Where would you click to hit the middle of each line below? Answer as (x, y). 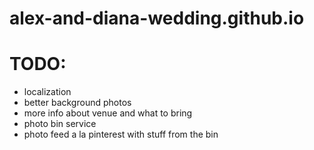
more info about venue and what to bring (108, 113)
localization (47, 92)
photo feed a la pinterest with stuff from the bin (121, 134)
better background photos (77, 103)
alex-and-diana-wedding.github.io (157, 18)
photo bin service (60, 124)
